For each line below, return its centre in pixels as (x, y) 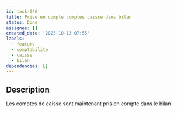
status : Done (22, 22)
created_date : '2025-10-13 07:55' (48, 33)
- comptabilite (30, 50)
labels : (15, 39)
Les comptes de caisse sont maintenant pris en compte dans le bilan (88, 104)
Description (28, 89)
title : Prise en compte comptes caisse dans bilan (69, 17)
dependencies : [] (27, 66)
